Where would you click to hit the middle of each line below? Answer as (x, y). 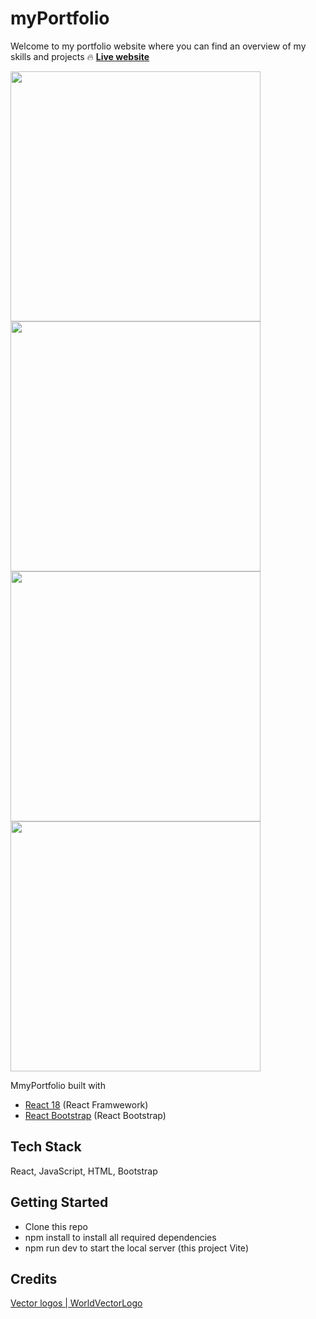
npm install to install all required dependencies (120, 1237)
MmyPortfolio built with (58, 1085)
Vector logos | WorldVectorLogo (76, 1303)
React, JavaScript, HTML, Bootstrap (84, 1171)
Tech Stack (46, 1147)
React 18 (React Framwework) (86, 1104)
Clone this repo (56, 1226)
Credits (34, 1278)
